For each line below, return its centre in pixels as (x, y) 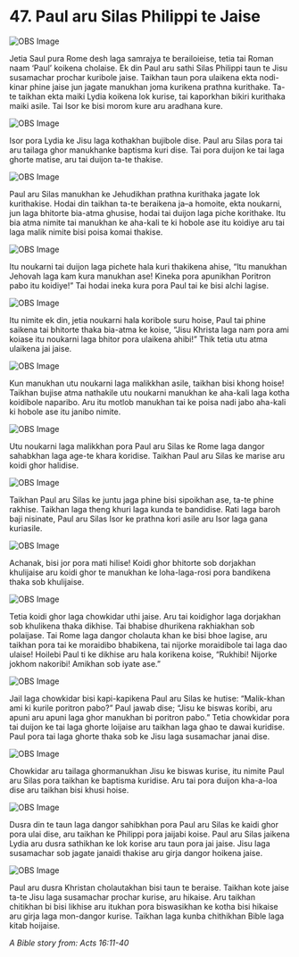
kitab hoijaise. (35, 925)
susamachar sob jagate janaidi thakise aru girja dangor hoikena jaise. (136, 853)
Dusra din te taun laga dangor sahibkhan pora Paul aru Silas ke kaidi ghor (144, 824)
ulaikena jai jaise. (41, 348)
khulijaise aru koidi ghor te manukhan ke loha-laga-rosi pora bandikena (140, 572)
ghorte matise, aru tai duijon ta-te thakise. (86, 159)
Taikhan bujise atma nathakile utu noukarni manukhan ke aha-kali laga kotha (149, 392)
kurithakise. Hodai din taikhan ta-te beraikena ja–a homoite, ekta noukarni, (146, 204)
